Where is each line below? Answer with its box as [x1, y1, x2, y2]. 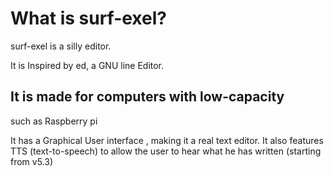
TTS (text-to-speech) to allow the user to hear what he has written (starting [10, 145, 322, 157]
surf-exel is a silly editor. [10, 40, 112, 52]
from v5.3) [10, 155, 54, 167]
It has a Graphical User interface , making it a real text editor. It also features [10, 134, 324, 146]
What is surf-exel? [10, 7, 167, 30]
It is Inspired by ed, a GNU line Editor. [10, 59, 165, 71]
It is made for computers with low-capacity [10, 88, 285, 106]
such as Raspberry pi [10, 115, 98, 127]
